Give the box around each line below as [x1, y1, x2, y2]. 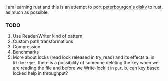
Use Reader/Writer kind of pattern [12, 33, 83, 39]
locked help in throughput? [12, 70, 68, 76]
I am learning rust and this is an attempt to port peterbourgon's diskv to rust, [5, 4, 163, 10]
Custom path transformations [12, 38, 74, 44]
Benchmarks [12, 49, 39, 55]
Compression [12, 44, 41, 50]
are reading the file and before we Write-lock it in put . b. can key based [12, 65, 160, 71]
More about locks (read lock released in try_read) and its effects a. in [12, 54, 155, 60]
